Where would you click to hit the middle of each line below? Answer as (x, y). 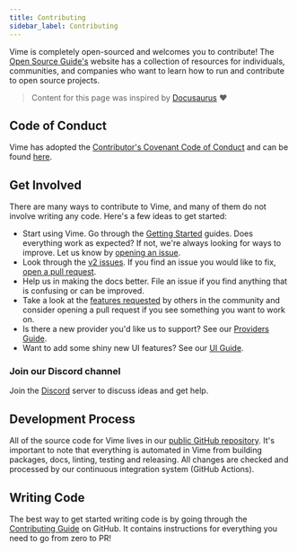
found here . (31, 157)
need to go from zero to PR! (61, 539)
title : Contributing (48, 18)
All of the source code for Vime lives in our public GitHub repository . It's (142, 441)
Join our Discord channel (65, 372)
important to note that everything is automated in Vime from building (136, 451)
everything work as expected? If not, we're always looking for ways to (152, 243)
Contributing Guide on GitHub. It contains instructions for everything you (144, 529)
